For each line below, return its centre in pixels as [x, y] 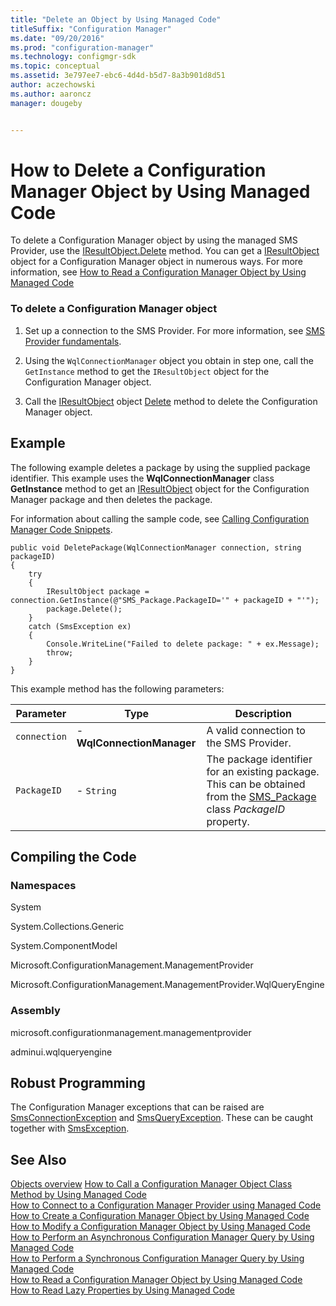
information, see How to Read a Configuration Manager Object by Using [158, 272]
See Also [38, 1159]
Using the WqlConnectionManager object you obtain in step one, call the [169, 360]
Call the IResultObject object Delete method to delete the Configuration [171, 401]
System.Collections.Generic [67, 927]
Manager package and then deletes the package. [111, 499]
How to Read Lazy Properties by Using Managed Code [122, 1290]
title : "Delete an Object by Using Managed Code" [116, 19]
